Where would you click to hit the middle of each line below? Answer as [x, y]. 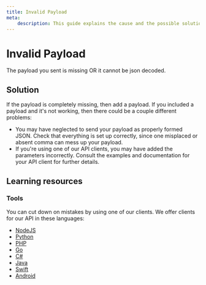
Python [24, 237]
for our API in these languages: [45, 218]
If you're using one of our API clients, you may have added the [94, 149]
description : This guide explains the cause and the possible [98, 23]
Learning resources [44, 181]
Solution [23, 90]
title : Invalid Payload [37, 12]
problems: [19, 117]
